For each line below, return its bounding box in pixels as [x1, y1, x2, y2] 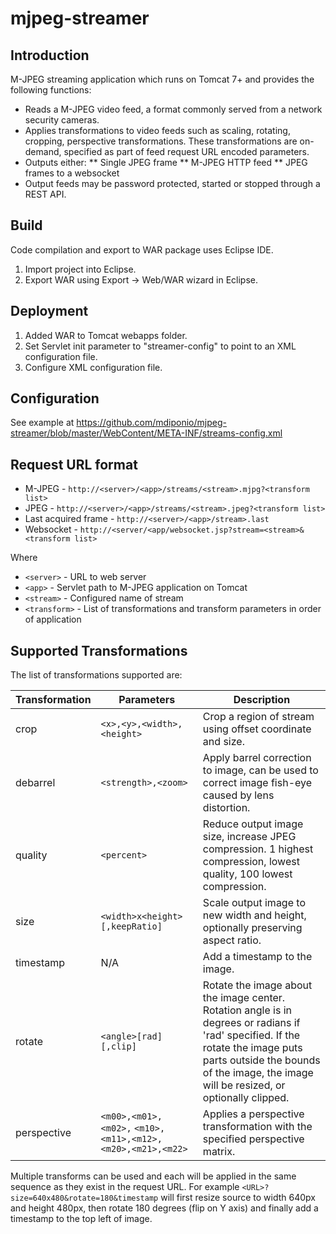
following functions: [10, 84, 92, 96]
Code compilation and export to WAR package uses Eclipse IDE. [10, 243, 274, 256]
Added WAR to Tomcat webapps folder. [24, 329, 188, 341]
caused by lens [202, 788, 275, 802]
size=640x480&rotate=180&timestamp [10, 1193, 159, 1204]
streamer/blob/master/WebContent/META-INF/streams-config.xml [10, 427, 283, 439]
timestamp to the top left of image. [10, 1213, 153, 1225]
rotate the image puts [202, 1041, 303, 1055]
